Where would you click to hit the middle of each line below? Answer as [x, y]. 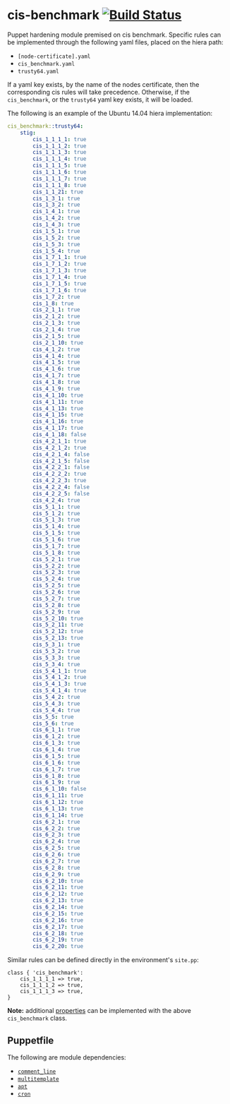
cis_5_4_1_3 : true [60, 684]
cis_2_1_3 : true [56, 323]
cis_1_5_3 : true [56, 244]
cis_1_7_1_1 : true [60, 258]
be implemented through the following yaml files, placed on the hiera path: [115, 42]
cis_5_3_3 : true [56, 658]
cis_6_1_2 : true [56, 737]
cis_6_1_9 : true [56, 782]
